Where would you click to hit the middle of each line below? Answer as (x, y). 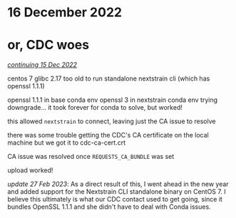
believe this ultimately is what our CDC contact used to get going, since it (115, 199)
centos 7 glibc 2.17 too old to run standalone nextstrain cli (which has (109, 78)
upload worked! (30, 170)
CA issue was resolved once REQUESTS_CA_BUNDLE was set (91, 157)
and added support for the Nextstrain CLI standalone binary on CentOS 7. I (117, 192)
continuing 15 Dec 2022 (42, 65)
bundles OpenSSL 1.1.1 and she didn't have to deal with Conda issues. (109, 207)
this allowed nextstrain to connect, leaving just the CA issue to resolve (112, 121)
